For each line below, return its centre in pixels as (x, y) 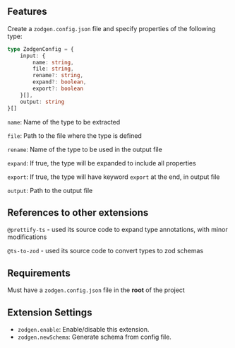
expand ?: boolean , (60, 82)
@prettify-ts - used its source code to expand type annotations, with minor (117, 230)
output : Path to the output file (50, 190)
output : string (42, 102)
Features (27, 12)
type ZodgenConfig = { (41, 49)
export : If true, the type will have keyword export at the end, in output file (114, 177)
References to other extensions (78, 213)
